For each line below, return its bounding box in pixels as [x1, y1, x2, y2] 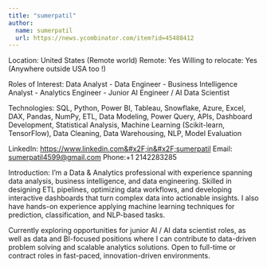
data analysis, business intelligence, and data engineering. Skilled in [8, 177, 233, 186]
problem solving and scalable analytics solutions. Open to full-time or [8, 243, 237, 252]
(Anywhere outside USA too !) [8, 64, 106, 74]
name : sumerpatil [15, 26, 73, 34]
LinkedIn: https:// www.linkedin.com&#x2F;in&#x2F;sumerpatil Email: [8, 144, 233, 153]
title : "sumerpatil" [8, 11, 77, 20]
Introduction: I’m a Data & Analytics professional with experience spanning [8, 168, 253, 177]
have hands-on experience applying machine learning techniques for [8, 202, 235, 212]
